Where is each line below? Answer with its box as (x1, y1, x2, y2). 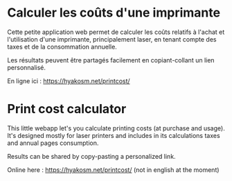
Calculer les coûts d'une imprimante (7, 5, 220, 21)
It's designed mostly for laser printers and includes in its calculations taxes (7, 131, 220, 139)
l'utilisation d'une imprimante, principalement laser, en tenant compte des (7, 35, 217, 43)
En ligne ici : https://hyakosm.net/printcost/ (7, 76, 130, 85)
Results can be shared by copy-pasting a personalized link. (7, 152, 176, 160)
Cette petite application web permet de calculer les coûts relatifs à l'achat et (7, 28, 225, 36)
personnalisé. (7, 63, 46, 71)
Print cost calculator (7, 101, 127, 117)
